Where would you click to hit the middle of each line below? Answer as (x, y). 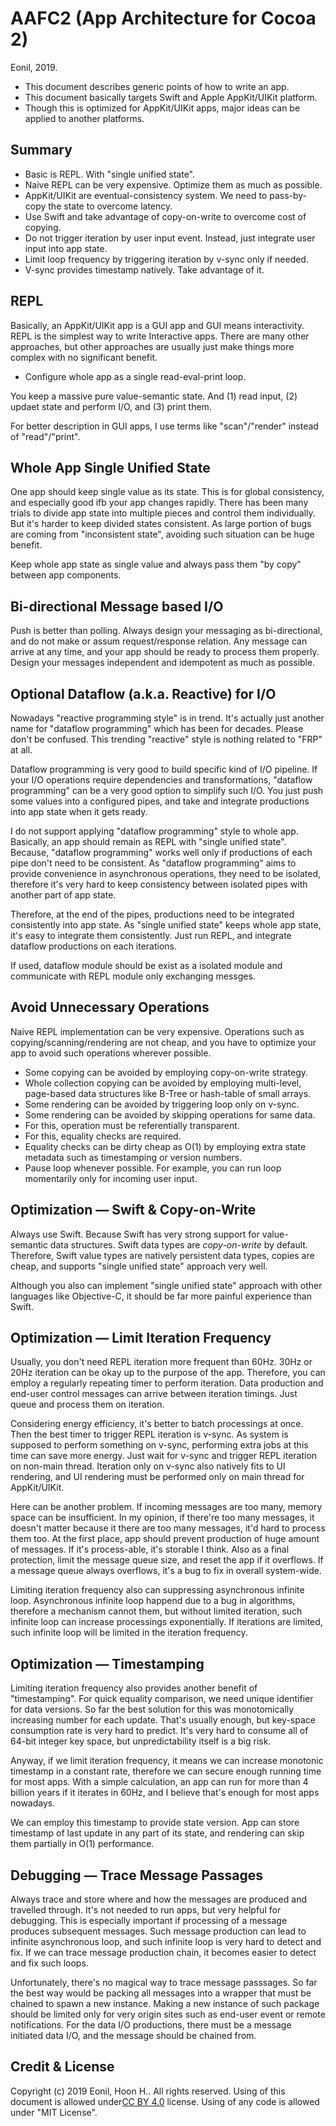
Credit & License (62, 2067)
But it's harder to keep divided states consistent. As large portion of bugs (161, 524)
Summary (41, 150)
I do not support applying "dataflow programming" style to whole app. (154, 831)
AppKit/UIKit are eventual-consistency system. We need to (146, 195)
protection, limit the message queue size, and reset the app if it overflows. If (167, 1560)
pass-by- (288, 195)
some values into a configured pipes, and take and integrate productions (160, 801)
